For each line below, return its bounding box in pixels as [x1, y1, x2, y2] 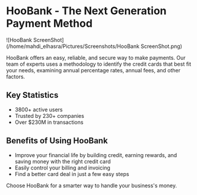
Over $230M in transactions [14, 119, 84, 126]
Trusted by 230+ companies [14, 112, 84, 119]
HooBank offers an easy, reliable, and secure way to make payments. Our [6, 54, 186, 61]
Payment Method [6, 17, 93, 30]
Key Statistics [6, 90, 59, 100]
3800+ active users [14, 106, 63, 113]
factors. [6, 73, 26, 80]
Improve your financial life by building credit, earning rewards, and [14, 151, 177, 158]
